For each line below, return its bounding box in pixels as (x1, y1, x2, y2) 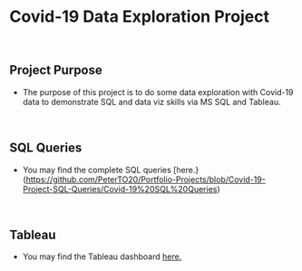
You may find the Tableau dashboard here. (22, 251, 182, 262)
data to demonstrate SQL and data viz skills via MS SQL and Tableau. (22, 96, 281, 107)
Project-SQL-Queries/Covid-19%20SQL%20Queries (22, 183, 218, 194)
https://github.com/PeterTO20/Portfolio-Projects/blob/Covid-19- (25, 174, 266, 185)
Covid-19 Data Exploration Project (9, 6, 270, 27)
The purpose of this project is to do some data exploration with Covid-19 (22, 86, 294, 97)
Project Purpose (9, 63, 102, 78)
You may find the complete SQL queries (22, 164, 172, 175)
